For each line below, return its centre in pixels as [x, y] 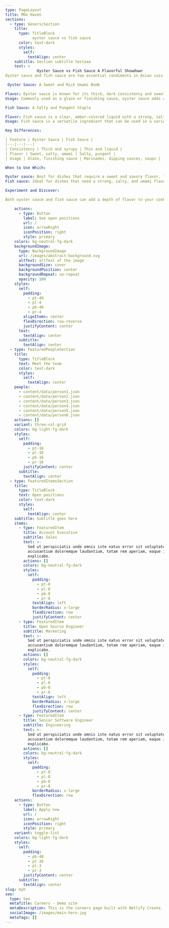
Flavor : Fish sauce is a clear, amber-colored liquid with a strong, [80, 117]
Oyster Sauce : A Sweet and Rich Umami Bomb [54, 85]
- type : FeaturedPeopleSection [43, 350]
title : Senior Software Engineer [58, 720]
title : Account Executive [51, 533]
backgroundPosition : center [48, 270]
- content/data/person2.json [49, 396]
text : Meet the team [40, 364]
